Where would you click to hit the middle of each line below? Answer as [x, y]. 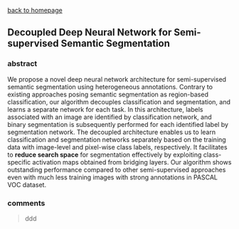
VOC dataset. [27, 184]
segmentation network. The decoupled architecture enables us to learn [111, 132]
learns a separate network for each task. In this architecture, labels [105, 109]
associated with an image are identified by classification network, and [110, 117]
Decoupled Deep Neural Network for [90, 32]
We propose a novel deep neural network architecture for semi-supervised [117, 79]
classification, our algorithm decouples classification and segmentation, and [119, 101]
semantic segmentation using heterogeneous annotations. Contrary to [110, 86]
